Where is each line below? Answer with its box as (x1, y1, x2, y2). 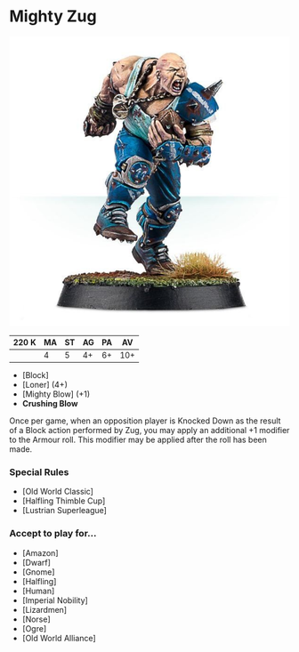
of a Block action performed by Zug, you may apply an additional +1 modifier (9, 424, 290, 435)
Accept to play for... (9, 527, 97, 540)
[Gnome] (21, 567, 55, 577)
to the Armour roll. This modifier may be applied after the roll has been (9, 434, 267, 445)
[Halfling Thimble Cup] (21, 495, 106, 506)
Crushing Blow (21, 398, 78, 408)
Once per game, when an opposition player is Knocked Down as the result (9, 415, 281, 426)
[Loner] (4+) (21, 379, 69, 390)
